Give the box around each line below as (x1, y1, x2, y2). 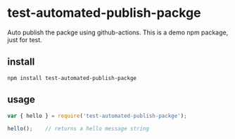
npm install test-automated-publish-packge (7, 74, 137, 81)
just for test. (7, 35, 42, 44)
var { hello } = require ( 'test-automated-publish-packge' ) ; (7, 112, 188, 119)
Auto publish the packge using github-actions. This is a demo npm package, (7, 28, 229, 37)
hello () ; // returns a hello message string (7, 125, 150, 133)
